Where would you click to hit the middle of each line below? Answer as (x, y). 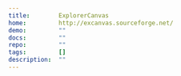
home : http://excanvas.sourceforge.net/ (91, 23)
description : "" (37, 60)
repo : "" (37, 45)
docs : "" (37, 38)
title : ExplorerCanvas (59, 15)
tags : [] (37, 52)
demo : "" (37, 30)
